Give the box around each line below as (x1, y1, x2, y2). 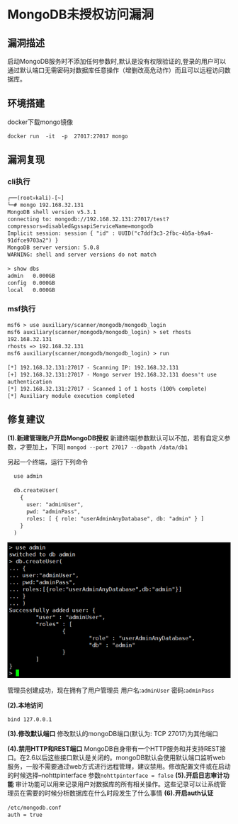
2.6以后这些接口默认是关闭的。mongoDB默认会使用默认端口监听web (25, 753, 226, 762)
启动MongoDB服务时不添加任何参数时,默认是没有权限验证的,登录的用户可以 (7, 57, 227, 65)
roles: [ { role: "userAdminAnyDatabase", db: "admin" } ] (25, 515, 204, 522)
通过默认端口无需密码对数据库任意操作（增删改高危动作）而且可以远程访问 (7, 66, 225, 74)
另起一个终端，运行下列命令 (7, 457, 89, 466)
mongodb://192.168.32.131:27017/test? (55, 216, 170, 223)
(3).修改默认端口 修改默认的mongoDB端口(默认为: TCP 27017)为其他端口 (7, 729, 218, 737)
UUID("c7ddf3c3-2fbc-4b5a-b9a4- (118, 230, 214, 237)
